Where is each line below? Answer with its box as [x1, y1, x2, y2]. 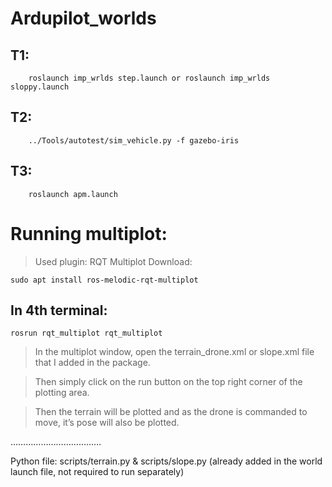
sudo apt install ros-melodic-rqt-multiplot [10, 275, 199, 285]
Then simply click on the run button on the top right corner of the [34, 376, 303, 388]
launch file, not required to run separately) [10, 466, 185, 478]
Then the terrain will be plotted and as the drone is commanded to [34, 406, 308, 418]
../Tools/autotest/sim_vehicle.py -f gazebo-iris [28, 135, 240, 146]
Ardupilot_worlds [10, 7, 157, 30]
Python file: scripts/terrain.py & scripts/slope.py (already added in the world [10, 455, 323, 467]
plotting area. [34, 387, 90, 399]
